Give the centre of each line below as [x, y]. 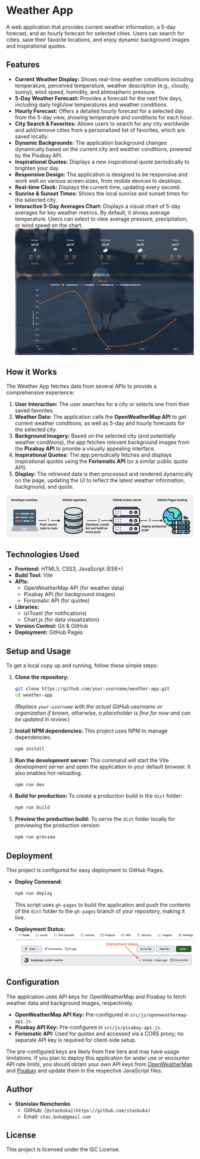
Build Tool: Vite [34, 575]
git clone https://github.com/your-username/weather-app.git [92, 689]
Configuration [33, 982]
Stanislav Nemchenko [43, 1103]
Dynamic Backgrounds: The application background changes [91, 142]
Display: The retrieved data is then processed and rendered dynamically [104, 474]
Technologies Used [43, 554]
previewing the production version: [57, 826]
